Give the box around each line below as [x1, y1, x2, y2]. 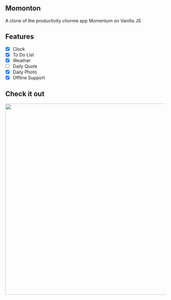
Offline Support [12, 74, 45, 80]
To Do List [12, 51, 34, 58]
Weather [12, 57, 31, 63]
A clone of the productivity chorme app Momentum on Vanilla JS [5, 17, 141, 23]
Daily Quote [12, 63, 38, 69]
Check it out [5, 90, 45, 98]
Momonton [5, 4, 41, 13]
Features [5, 33, 34, 41]
